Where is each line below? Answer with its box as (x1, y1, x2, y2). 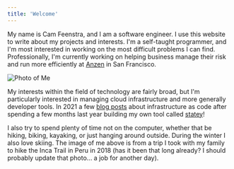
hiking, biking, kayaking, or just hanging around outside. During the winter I (7, 131, 226, 139)
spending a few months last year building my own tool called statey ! (7, 110, 205, 118)
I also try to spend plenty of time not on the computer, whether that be (7, 123, 212, 132)
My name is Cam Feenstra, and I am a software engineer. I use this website (7, 30, 226, 38)
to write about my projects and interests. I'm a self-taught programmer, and (7, 37, 227, 46)
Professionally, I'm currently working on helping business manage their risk (7, 52, 226, 61)
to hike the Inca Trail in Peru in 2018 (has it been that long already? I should (7, 146, 226, 154)
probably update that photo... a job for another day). (7, 153, 159, 162)
